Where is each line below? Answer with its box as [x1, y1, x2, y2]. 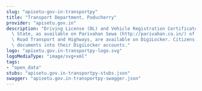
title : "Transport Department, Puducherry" [6, 14, 117, 20]
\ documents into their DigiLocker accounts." [11, 43, 130, 48]
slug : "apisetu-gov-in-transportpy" [6, 8, 98, 15]
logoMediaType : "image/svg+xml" [6, 53, 87, 59]
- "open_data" [6, 64, 42, 71]
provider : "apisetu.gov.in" [6, 20, 77, 26]
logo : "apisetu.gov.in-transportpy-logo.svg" [6, 48, 122, 54]
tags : [6, 59, 20, 65]
